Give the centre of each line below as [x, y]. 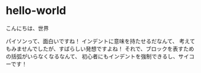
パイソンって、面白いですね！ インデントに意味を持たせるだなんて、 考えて [100, 41]
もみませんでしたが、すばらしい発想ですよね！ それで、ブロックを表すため [100, 49]
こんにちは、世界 [27, 28]
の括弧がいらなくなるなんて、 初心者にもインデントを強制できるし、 [92, 56]
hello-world [36, 11]
